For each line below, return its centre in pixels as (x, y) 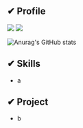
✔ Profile (26, 11)
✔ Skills (24, 64)
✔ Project (28, 102)
